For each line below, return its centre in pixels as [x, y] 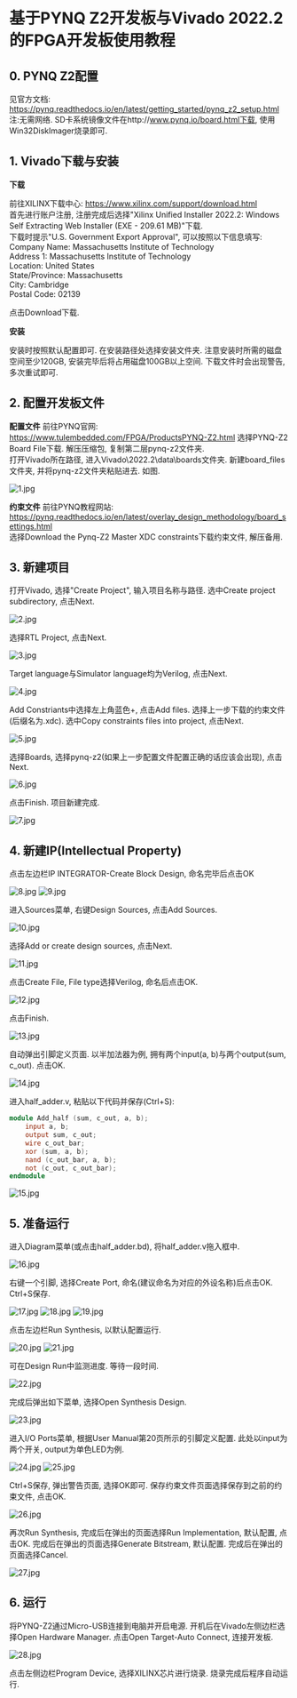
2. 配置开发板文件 [57, 403]
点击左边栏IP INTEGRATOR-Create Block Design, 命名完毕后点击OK [132, 874]
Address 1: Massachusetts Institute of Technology [100, 256]
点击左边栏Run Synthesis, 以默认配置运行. [85, 1330]
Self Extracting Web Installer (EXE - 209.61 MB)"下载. [106, 225]
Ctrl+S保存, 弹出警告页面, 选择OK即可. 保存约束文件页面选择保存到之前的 [142, 1486]
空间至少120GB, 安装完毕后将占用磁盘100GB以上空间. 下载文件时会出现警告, [147, 361]
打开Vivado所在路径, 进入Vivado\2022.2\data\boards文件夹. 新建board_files [147, 460]
